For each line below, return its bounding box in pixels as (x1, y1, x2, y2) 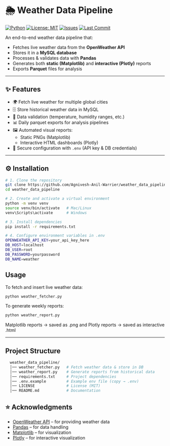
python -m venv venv (5, 201, 49, 206)
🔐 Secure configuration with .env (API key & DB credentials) (12, 145, 138, 151)
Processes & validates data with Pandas (12, 55, 97, 61)
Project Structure (5, 346, 61, 355)
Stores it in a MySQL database (12, 49, 77, 56)
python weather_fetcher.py (5, 294, 62, 299)
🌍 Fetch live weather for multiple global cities (12, 98, 108, 105)
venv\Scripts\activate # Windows (5, 210, 87, 215)
